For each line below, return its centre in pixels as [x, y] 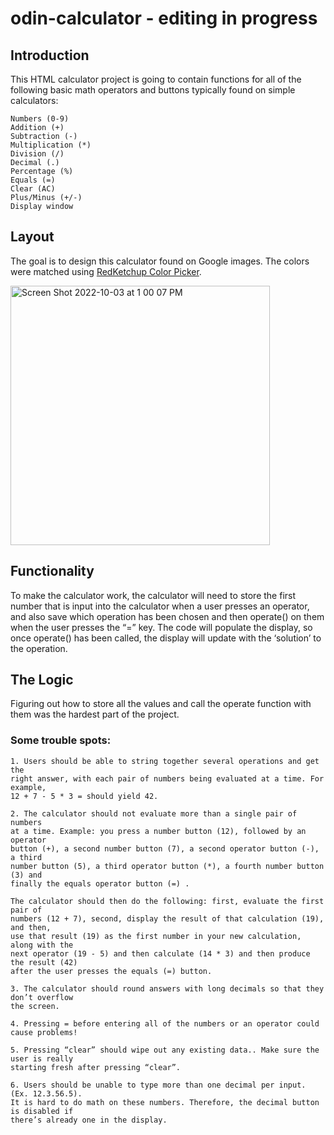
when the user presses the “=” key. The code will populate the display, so [161, 627]
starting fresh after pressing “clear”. [96, 1067]
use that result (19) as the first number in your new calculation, [156, 936]
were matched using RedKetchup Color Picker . [106, 271]
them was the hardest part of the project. [95, 714]
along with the [42, 945]
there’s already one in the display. [89, 1120]
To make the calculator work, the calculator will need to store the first [153, 595]
